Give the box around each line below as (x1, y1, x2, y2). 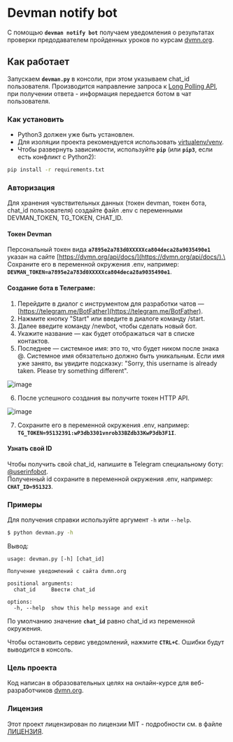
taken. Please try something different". (17, 366, 129, 375)
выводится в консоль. (7, 645, 73, 654)
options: (7, 598, 33, 605)
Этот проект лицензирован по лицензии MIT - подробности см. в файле (7, 720, 223, 728)
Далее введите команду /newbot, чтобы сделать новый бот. (17, 321, 197, 330)
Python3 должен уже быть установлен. (17, 130, 135, 139)
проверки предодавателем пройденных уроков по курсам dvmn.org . (7, 35, 215, 43)
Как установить (7, 114, 64, 124)
